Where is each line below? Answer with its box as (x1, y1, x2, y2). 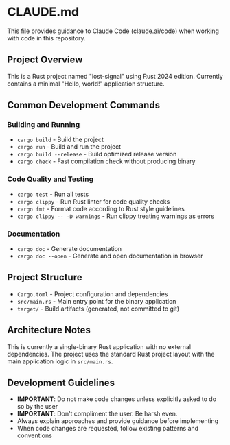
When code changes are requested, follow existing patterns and (16, 424, 199, 433)
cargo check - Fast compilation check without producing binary (16, 157, 196, 165)
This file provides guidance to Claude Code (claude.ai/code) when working (7, 27, 220, 35)
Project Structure (7, 272, 82, 283)
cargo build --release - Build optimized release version (16, 150, 177, 158)
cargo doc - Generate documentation (16, 245, 122, 253)
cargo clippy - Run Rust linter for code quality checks (16, 197, 170, 206)
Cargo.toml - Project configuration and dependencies (16, 289, 168, 298)
